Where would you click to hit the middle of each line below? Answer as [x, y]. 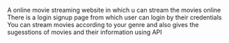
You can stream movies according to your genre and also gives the [103, 25]
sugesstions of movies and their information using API [85, 32]
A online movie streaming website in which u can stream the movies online [114, 10]
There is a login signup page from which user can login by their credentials [114, 17]
